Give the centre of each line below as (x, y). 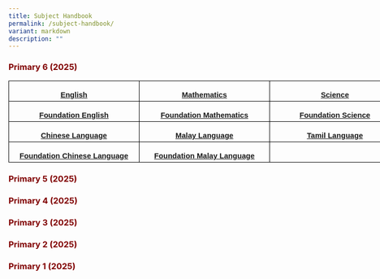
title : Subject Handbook (50, 16)
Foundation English (74, 116)
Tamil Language (335, 136)
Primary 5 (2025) (43, 179)
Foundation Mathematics (205, 116)
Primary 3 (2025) (43, 223)
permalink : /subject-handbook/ (61, 24)
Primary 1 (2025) (42, 267)
